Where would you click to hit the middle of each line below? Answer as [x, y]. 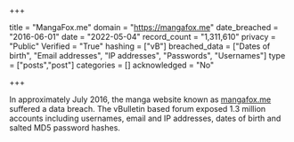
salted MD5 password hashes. [65, 128]
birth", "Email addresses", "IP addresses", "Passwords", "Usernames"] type [147, 55]
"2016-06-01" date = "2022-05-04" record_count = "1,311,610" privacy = [143, 37]
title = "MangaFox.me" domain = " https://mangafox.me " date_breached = [144, 27]
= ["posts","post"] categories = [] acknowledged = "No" [112, 65]
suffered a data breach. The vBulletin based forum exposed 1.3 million [138, 109]
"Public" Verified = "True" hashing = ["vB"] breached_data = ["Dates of [140, 46]
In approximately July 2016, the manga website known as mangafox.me [140, 99]
